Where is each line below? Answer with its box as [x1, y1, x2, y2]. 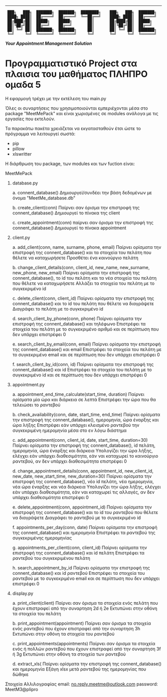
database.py [12, 180, 38, 186]
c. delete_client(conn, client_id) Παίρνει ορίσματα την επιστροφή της [12, 295, 155, 301]
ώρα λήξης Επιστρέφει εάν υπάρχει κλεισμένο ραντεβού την [12, 422, 140, 428]
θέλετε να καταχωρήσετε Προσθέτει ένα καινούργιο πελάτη [12, 255, 138, 261]
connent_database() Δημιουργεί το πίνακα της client [12, 210, 120, 216]
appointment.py [12, 381, 45, 387]
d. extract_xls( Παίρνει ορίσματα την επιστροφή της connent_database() [12, 661, 162, 667]
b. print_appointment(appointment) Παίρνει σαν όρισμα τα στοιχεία [12, 620, 151, 626]
